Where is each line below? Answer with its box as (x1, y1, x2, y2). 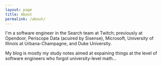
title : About (5, 12, 32, 17)
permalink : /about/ (5, 16, 46, 21)
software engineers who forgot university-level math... (5, 56, 117, 62)
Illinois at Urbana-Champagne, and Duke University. (5, 41, 112, 47)
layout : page (5, 7, 32, 12)
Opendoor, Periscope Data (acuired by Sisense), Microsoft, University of (5, 35, 154, 41)
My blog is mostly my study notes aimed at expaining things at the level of (5, 50, 158, 56)
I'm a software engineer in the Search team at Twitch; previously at (5, 30, 143, 36)
